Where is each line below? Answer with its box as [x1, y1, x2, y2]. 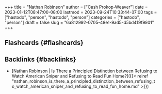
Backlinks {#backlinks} [4, 55, 76, 63]
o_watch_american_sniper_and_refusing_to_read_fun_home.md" [11, 83, 140, 89]
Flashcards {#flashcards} [4, 39, 83, 47]
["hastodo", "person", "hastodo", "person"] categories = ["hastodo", [4, 15, 140, 20]
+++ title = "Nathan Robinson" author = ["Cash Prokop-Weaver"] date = [4, 4, 148, 10]
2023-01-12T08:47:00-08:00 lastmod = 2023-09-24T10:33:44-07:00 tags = [4, 9, 157, 15]
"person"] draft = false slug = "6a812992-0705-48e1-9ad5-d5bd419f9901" [4, 19, 155, 25]
